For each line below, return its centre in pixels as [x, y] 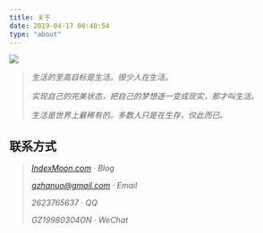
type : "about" [36, 34]
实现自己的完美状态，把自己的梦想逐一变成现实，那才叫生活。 [145, 96]
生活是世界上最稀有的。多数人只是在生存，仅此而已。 [129, 115]
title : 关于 [30, 17]
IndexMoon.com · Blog [72, 168]
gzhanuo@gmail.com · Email [84, 186]
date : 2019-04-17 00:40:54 [59, 26]
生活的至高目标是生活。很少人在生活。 [102, 78]
